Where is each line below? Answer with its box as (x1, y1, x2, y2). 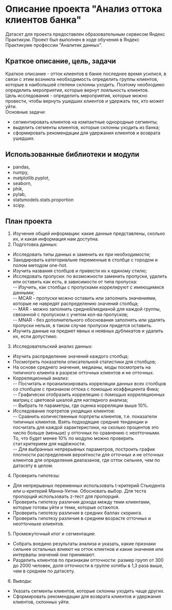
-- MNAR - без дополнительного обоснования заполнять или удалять (12, 317, 165, 323)
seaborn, (12, 180, 32, 186)
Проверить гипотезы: (12, 473, 60, 479)
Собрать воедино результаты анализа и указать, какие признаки (12, 541, 156, 547)
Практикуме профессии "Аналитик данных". (5, 42, 103, 48)
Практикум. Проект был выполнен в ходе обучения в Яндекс (5, 37, 140, 43)
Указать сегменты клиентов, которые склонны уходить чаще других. (12, 588, 165, 594)
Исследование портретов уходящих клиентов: (12, 408, 116, 414)
